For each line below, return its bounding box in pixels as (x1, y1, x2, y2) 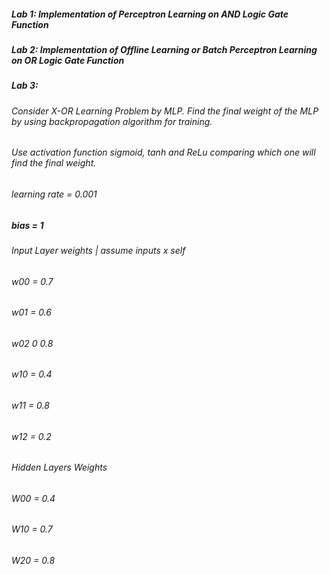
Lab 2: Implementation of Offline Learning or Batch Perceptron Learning (11, 43, 318, 55)
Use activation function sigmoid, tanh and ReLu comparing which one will (11, 146, 316, 159)
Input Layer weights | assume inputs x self (11, 244, 186, 256)
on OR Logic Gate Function (11, 54, 125, 66)
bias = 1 (11, 219, 44, 231)
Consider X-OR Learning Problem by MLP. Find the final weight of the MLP (11, 105, 319, 117)
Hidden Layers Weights (11, 461, 108, 474)
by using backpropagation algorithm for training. (11, 115, 213, 127)
